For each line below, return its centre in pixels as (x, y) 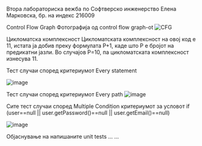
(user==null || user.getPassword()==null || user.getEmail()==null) (88, 113)
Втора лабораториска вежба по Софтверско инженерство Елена (91, 9)
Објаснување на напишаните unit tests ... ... (63, 136)
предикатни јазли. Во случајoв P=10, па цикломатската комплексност (98, 52)
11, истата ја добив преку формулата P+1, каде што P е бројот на (90, 46)
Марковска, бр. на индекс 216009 (50, 15)
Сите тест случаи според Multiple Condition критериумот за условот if (98, 106)
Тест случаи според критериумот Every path (65, 94)
